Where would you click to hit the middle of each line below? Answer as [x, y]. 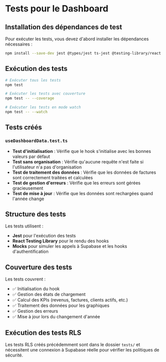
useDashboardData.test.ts [37, 141]
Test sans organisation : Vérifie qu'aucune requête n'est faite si [78, 161]
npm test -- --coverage [30, 98]
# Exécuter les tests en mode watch [43, 107]
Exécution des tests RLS [43, 332]
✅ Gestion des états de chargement [49, 294]
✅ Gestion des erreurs [35, 311]
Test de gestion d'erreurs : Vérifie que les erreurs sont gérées [76, 183]
